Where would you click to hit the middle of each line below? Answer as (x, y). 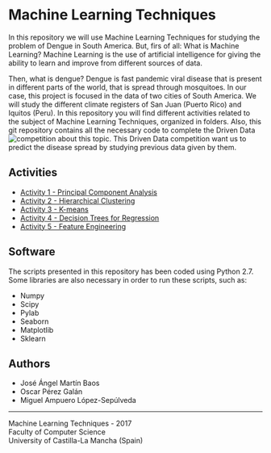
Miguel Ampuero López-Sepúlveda (78, 401)
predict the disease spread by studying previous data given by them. (122, 147)
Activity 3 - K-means (54, 209)
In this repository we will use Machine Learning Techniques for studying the (134, 37)
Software (32, 252)
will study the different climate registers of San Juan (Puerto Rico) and (125, 104)
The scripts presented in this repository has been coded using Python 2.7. (131, 271)
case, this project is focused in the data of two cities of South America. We (132, 95)
